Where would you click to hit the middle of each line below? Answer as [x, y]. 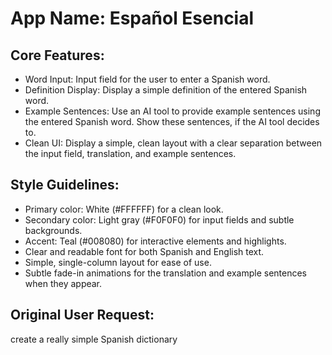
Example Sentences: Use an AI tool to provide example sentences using [172, 111]
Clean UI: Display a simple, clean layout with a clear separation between [173, 143]
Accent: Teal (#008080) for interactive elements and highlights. [155, 241]
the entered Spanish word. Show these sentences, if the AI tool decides [172, 121]
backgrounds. [53, 230]
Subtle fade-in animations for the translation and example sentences [166, 273]
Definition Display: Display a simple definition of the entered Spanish [166, 90]
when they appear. [63, 283]
